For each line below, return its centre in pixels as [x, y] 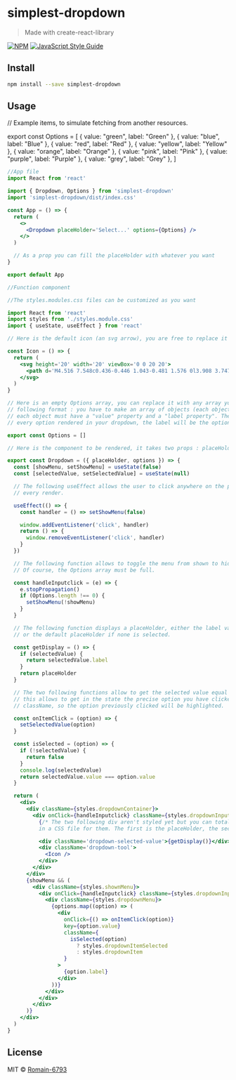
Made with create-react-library [69, 32]
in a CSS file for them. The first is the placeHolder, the [128, 829]
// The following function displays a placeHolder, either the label [117, 628]
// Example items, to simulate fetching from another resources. [98, 123]
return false [45, 757]
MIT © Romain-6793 [37, 1069]
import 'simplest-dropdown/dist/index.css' [72, 198]
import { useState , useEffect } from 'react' [75, 326]
